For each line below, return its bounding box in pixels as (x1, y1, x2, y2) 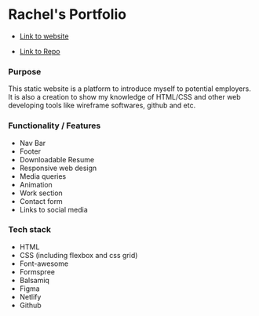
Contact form (19, 196, 63, 205)
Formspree (19, 267, 55, 276)
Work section (19, 188, 63, 198)
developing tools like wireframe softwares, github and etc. (8, 100, 196, 111)
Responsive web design (19, 163, 97, 173)
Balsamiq (19, 275, 49, 285)
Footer (19, 147, 42, 156)
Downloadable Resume (19, 154, 95, 164)
